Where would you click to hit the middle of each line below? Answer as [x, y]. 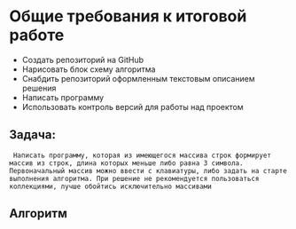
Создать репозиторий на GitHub [83, 59]
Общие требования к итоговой [128, 16]
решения [39, 88]
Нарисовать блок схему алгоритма [89, 69]
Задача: [32, 135]
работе [37, 35]
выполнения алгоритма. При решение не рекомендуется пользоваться [134, 178]
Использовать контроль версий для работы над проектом [132, 107]
